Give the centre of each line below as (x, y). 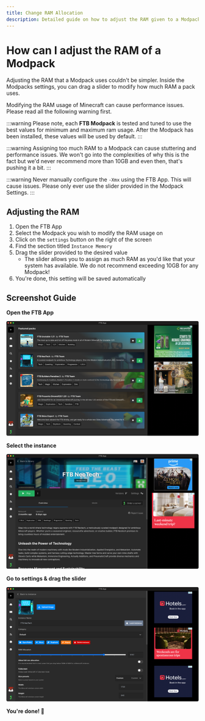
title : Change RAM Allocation (45, 13)
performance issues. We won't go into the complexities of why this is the (98, 155)
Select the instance (31, 445)
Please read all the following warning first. (59, 112)
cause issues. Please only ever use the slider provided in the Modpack (95, 186)
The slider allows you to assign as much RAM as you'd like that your (110, 259)
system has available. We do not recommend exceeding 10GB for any (111, 265)
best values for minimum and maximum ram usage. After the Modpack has (100, 130)
